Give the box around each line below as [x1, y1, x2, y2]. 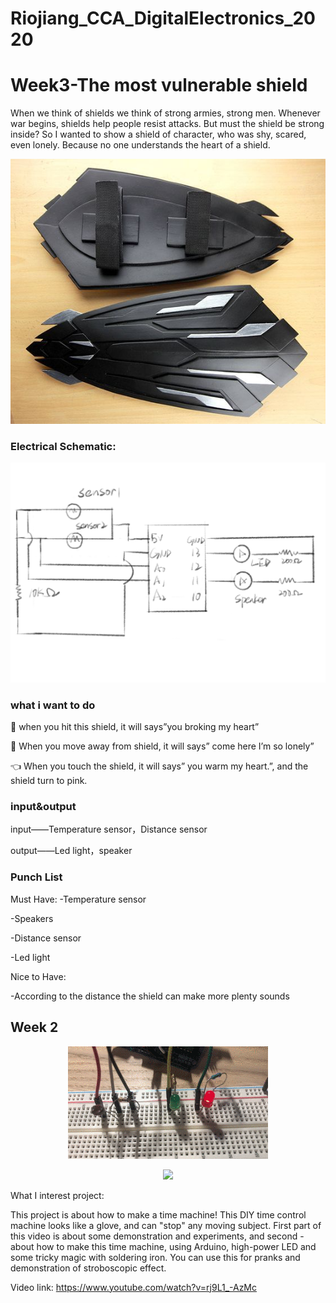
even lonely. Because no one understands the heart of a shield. [10, 139, 271, 151]
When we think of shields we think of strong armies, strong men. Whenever [10, 107, 321, 119]
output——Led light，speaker [10, 845, 133, 857]
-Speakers [10, 912, 54, 924]
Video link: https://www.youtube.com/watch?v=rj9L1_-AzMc [10, 1281, 258, 1293]
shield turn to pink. [10, 775, 88, 787]
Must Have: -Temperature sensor [10, 893, 147, 905]
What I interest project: [10, 1189, 105, 1201]
